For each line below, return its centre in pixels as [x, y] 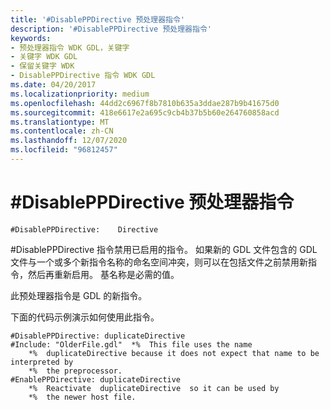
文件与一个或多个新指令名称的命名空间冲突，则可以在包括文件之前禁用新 [159, 262]
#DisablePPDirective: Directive [84, 229]
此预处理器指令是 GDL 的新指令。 [79, 295]
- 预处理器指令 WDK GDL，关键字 [70, 47]
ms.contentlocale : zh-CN [62, 131]
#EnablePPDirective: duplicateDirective [96, 379]
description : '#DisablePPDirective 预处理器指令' [111, 29]
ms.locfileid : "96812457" [64, 150]
